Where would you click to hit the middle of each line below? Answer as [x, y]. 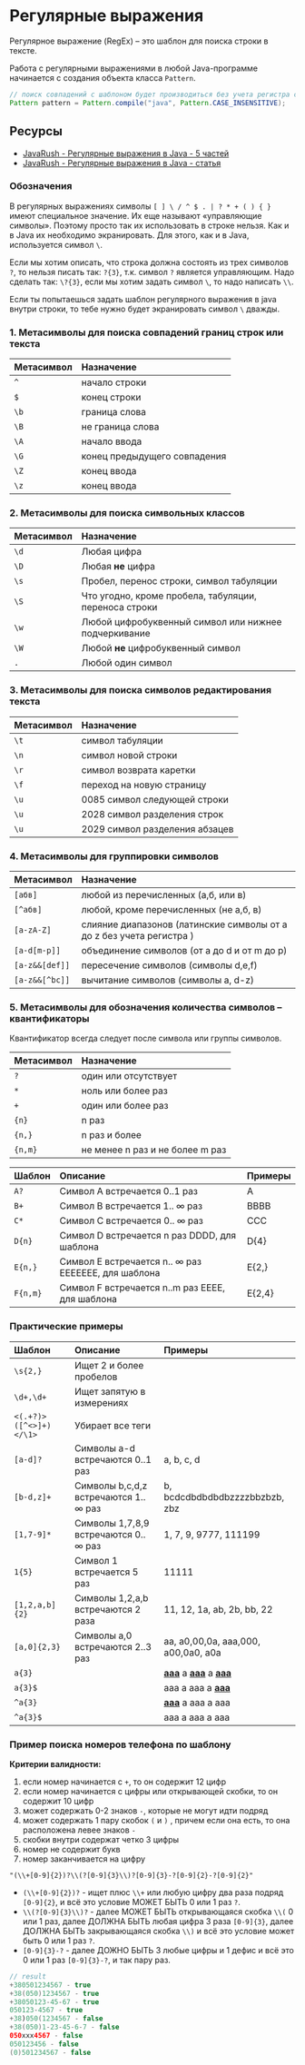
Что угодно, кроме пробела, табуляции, [169, 596]
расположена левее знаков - [79, 1830]
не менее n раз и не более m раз [154, 1150]
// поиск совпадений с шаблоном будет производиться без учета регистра [150, 94]
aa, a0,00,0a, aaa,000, [212, 1641]
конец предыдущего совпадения [154, 457]
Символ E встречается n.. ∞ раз [131, 1261]
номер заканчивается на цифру [84, 1859]
